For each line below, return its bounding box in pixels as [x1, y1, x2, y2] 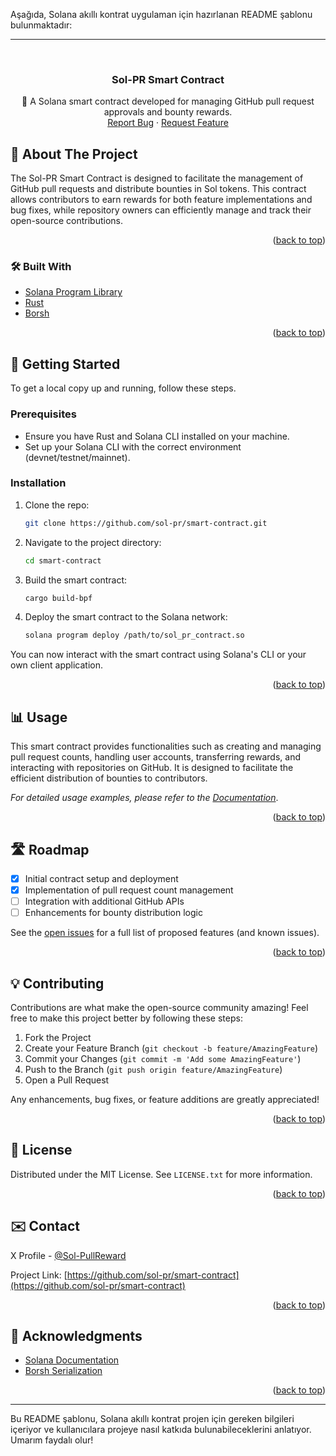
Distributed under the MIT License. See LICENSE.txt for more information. [10, 1168, 313, 1180]
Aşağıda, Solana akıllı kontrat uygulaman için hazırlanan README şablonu [10, 9, 313, 20]
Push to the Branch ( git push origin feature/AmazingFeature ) [24, 1064, 283, 1075]
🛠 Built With [10, 260, 72, 274]
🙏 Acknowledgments [10, 1328, 143, 1345]
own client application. [10, 659, 103, 671]
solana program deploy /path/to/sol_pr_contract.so [24, 630, 245, 641]
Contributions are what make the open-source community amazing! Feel [10, 1002, 309, 1013]
